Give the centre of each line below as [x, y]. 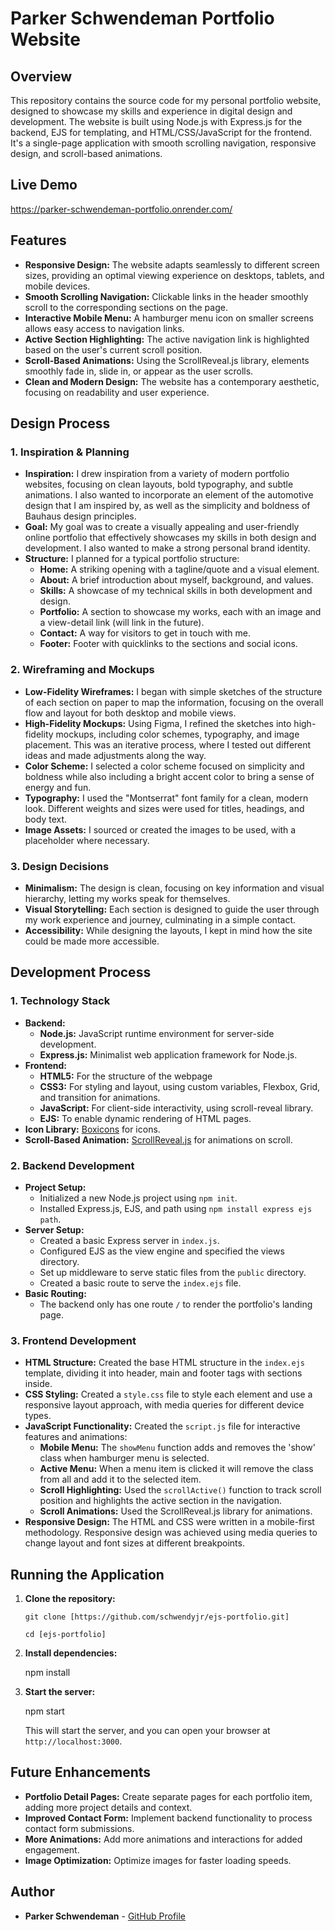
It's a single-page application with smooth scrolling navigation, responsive [163, 143]
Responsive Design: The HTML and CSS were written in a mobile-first [169, 1522]
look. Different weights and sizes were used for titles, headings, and [164, 808]
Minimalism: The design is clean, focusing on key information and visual [174, 888]
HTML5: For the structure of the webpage [126, 1076]
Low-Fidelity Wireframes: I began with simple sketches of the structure [173, 691]
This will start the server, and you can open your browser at [147, 1730]
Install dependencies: [71, 1653]
